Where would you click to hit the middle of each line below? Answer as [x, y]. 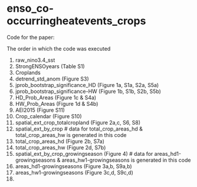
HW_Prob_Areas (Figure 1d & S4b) [57, 103]
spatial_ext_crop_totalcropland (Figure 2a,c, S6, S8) [78, 122]
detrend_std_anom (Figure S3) [52, 79]
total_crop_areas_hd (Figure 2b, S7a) [60, 141]
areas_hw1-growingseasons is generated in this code [126, 160]
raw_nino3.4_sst [35, 60]
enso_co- [30, 9]
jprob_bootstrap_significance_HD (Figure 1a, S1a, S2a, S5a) [87, 85]
